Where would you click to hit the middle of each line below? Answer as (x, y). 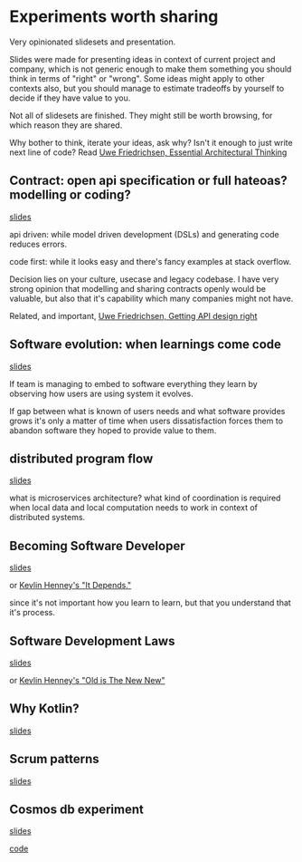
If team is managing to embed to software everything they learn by (133, 383)
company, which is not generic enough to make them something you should (151, 69)
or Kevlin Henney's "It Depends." (71, 586)
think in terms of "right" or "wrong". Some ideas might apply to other (137, 78)
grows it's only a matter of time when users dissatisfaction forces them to (146, 421)
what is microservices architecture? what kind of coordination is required (145, 498)
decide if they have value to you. (70, 98)
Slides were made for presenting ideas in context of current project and (142, 59)
